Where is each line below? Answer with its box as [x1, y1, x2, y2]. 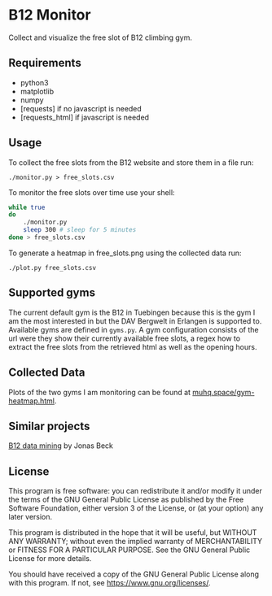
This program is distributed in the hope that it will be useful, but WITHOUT [8, 528, 257, 537]
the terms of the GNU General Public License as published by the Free [8, 494, 244, 505]
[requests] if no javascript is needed [20, 103, 143, 113]
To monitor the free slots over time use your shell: [8, 187, 175, 197]
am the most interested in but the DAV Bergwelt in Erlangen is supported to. [8, 315, 262, 326]
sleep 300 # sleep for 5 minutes [23, 226, 137, 234]
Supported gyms [8, 286, 96, 300]
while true [8, 203, 46, 211]
